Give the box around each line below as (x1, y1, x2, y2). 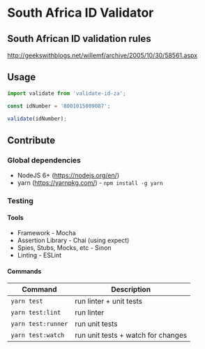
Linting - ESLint (17, 251, 62, 260)
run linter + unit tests (74, 297, 143, 306)
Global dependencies (7, 155, 82, 165)
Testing (7, 196, 33, 206)
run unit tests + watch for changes (74, 330, 187, 340)
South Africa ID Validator (7, 5, 154, 21)
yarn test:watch (10, 332, 65, 339)
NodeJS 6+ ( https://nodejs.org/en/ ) (17, 171, 120, 179)
